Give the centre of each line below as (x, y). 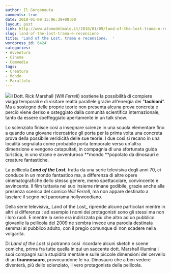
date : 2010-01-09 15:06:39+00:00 (41, 19)
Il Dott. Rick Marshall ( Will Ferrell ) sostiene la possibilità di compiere (81, 96)
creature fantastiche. (27, 160)
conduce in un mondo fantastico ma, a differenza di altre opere (71, 175)
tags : (11, 67)
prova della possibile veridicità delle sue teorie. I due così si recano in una (83, 138)
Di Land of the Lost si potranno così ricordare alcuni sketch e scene (77, 243)
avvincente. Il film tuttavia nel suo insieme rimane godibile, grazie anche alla (85, 186)
